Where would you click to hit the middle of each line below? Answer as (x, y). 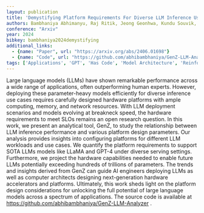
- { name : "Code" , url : (40, 57)
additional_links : (29, 46)
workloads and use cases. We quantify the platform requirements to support (102, 145)
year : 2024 (20, 35)
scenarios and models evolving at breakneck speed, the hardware (89, 113)
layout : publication (32, 12)
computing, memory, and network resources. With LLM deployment (91, 106)
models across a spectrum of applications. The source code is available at (99, 197)
